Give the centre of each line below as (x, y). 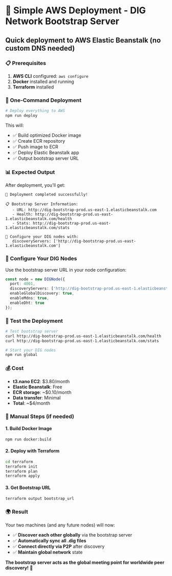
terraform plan (21, 471)
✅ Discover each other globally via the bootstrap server (72, 535)
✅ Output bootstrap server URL (46, 158)
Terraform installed (33, 87)
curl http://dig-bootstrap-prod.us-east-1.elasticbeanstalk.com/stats (82, 341)
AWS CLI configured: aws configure (50, 76)
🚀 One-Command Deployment (44, 100)
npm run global (21, 355)
